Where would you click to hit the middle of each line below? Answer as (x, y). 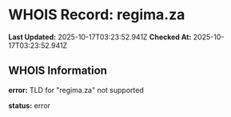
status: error (29, 105)
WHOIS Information (58, 71)
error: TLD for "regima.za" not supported (76, 90)
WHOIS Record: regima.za (97, 15)
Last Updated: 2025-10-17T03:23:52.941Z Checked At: (100, 37)
